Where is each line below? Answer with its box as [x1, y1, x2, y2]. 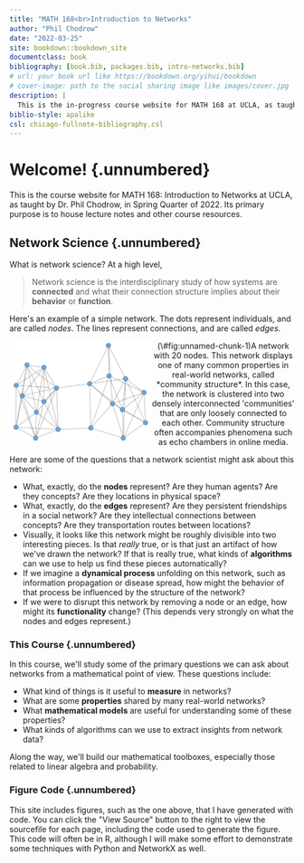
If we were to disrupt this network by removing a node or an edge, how [22, 597, 288, 607]
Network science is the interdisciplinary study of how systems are [31, 277, 278, 287]
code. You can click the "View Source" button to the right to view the [9, 814, 266, 825]
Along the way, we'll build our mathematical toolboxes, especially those [9, 752, 276, 763]
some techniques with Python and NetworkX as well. [9, 842, 206, 854]
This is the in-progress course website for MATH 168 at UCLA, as [17, 100, 273, 109]
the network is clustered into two [162, 389, 285, 399]
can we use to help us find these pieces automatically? [22, 558, 228, 569]
